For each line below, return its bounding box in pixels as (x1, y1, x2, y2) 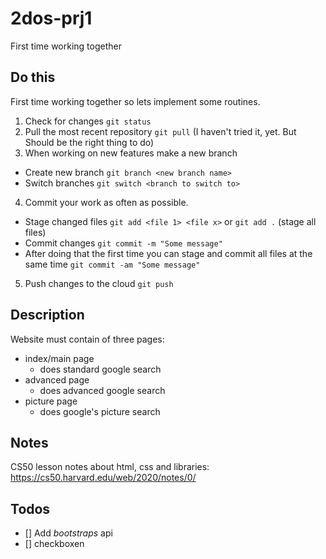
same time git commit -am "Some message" (24, 258, 201, 270)
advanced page (24, 373, 90, 386)
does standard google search (39, 363, 162, 375)
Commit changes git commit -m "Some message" (24, 237, 223, 249)
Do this (10, 69, 56, 86)
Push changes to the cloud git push (24, 277, 174, 289)
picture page (24, 395, 78, 407)
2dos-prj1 (10, 7, 93, 30)
